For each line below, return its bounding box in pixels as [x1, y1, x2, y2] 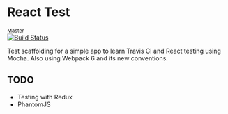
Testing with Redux [17, 92, 73, 101]
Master [7, 27, 24, 34]
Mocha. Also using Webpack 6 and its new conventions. [7, 54, 169, 63]
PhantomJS [17, 100, 51, 108]
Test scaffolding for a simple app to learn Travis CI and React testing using [7, 47, 222, 55]
